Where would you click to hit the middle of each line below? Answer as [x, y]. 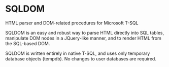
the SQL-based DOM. [28, 43]
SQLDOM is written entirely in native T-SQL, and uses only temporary [78, 53]
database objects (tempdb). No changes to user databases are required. [81, 58]
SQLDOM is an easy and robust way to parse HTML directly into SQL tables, [84, 32]
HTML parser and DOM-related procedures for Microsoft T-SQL [72, 23]
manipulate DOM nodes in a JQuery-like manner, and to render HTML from [83, 38]
